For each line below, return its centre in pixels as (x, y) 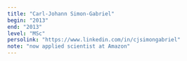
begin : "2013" (28, 20)
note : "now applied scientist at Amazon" (69, 46)
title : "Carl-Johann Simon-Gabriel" (61, 14)
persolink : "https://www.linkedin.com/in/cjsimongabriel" (94, 40)
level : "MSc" (26, 33)
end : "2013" (25, 27)
